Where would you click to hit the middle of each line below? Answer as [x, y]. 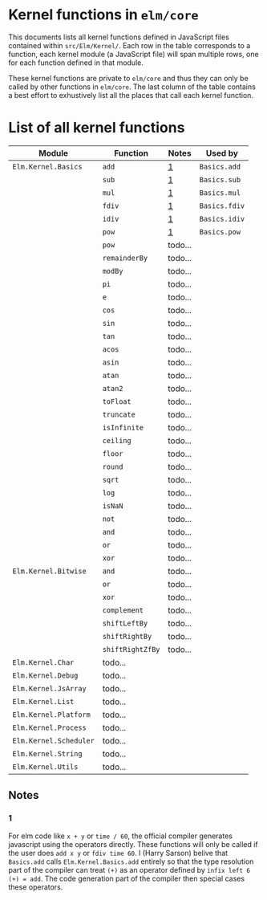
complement [123, 610]
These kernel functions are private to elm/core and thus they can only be [128, 78]
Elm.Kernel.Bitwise [49, 571]
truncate [119, 414]
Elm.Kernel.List [43, 701]
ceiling [117, 440]
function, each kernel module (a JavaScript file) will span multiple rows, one [133, 54]
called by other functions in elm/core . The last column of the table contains [132, 87]
